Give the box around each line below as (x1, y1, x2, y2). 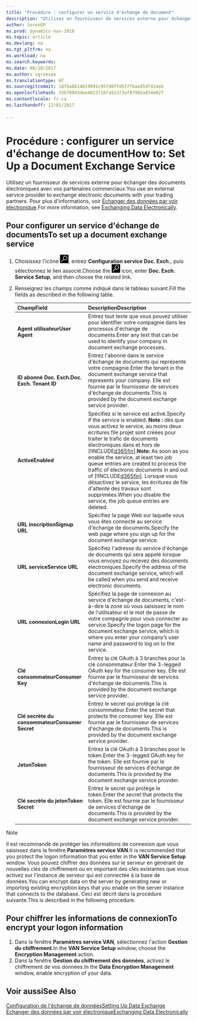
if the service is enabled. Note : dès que (87, 416, 184, 423)
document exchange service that (87, 371, 168, 378)
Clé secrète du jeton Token (17, 798, 83, 805)
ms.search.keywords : (6, 59, 57, 65)
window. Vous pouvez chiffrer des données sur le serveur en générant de (6, 859, 184, 866)
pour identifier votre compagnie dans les (87, 319, 186, 326)
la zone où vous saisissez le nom (104, 603, 184, 610)
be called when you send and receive (87, 576, 178, 583)
